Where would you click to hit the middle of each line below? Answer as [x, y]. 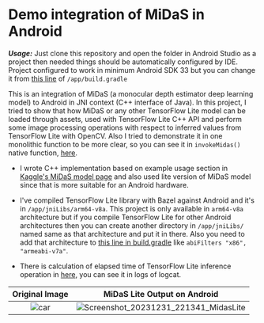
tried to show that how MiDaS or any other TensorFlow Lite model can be [127, 110]
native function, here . [43, 153]
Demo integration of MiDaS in [107, 15]
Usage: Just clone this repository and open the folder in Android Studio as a [132, 53]
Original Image [40, 294]
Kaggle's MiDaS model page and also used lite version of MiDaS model [135, 177]
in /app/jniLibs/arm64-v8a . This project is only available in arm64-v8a [131, 208]
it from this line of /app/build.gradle [68, 78]
